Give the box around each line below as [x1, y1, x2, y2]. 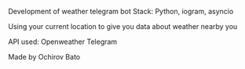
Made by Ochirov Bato [8, 53, 81, 61]
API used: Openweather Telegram [8, 37, 118, 46]
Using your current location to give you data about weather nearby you [8, 22, 238, 31]
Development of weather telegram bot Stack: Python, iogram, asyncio [8, 7, 234, 16]
